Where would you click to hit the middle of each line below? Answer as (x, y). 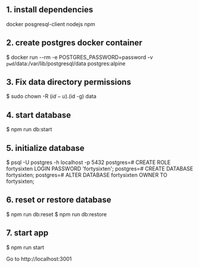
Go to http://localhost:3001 (39, 258)
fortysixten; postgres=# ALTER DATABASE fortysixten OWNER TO (87, 175)
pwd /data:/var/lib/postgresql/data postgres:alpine (66, 63)
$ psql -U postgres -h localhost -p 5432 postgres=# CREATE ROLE (88, 162)
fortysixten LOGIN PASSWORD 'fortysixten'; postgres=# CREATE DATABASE (100, 169)
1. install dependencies (50, 10)
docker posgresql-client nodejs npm (51, 24)
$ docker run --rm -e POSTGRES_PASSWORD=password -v (80, 57)
